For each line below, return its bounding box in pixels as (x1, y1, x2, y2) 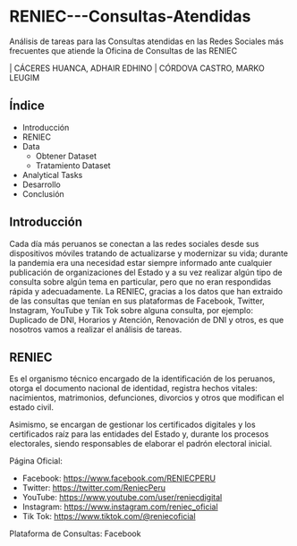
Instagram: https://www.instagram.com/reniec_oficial (21, 501, 218, 512)
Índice (9, 98, 45, 114)
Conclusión (21, 188, 64, 199)
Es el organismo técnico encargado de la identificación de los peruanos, (9, 373, 276, 384)
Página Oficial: (9, 456, 63, 466)
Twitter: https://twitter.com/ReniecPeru (21, 482, 166, 493)
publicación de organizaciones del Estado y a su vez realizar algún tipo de (9, 267, 283, 277)
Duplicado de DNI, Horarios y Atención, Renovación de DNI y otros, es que (9, 314, 284, 325)
